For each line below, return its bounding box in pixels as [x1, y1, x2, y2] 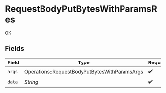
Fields [5, 44, 25, 53]
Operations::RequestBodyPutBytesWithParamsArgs [24, 68, 143, 75]
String [24, 79, 39, 86]
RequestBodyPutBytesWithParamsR [5, 3, 157, 15]
